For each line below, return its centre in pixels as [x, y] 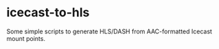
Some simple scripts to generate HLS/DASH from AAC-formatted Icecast [109, 31]
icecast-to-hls [48, 13]
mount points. [26, 38]
